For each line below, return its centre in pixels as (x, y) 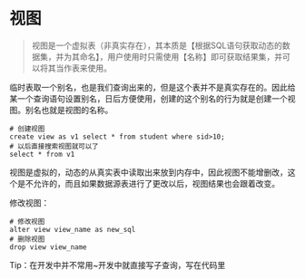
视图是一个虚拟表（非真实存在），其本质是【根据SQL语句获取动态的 (157, 45)
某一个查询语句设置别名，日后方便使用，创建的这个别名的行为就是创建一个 (148, 98)
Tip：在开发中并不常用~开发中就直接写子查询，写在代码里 (118, 265)
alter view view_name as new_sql (73, 229)
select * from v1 (42, 154)
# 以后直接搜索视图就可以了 (54, 146)
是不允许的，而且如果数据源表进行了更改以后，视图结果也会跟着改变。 (148, 183)
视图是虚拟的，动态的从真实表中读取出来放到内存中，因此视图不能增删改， (148, 172)
